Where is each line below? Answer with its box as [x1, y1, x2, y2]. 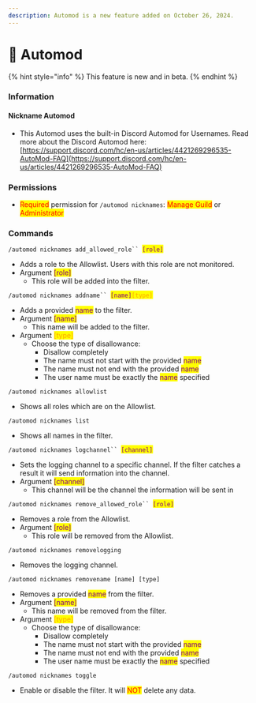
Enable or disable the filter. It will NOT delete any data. [19, 686, 196, 695]
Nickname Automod [8, 111, 76, 121]
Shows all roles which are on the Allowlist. [19, 402, 156, 412]
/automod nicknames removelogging [8, 547, 122, 555]
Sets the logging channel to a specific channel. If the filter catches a [19, 460, 241, 470]
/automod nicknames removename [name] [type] [8, 576, 160, 584]
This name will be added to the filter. [31, 322, 150, 332]
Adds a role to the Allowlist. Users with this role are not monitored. [19, 260, 235, 269]
